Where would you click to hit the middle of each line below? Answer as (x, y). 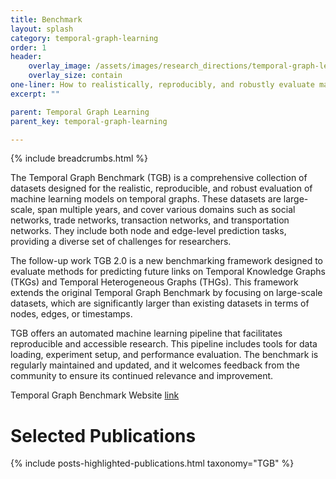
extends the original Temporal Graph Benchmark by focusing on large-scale (166, 293)
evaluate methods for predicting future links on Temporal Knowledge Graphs (168, 272)
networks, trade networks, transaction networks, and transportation (150, 220)
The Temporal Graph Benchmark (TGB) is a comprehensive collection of (159, 178)
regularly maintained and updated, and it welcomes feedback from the (155, 365)
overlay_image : (60, 66)
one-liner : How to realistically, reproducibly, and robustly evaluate (162, 85)
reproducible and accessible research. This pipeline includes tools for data (164, 344)
